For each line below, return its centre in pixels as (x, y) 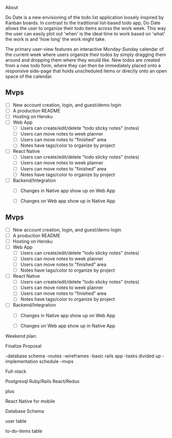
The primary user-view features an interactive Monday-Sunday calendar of (85, 49)
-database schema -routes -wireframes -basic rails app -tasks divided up (83, 356)
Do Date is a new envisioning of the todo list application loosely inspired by (85, 17)
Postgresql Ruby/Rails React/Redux (42, 381)
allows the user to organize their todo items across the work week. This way (86, 28)
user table (16, 421)
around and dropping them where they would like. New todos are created (83, 60)
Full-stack (16, 371)
